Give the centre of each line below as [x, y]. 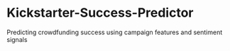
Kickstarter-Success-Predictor [100, 13]
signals [17, 39]
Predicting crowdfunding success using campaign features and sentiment [115, 32]
